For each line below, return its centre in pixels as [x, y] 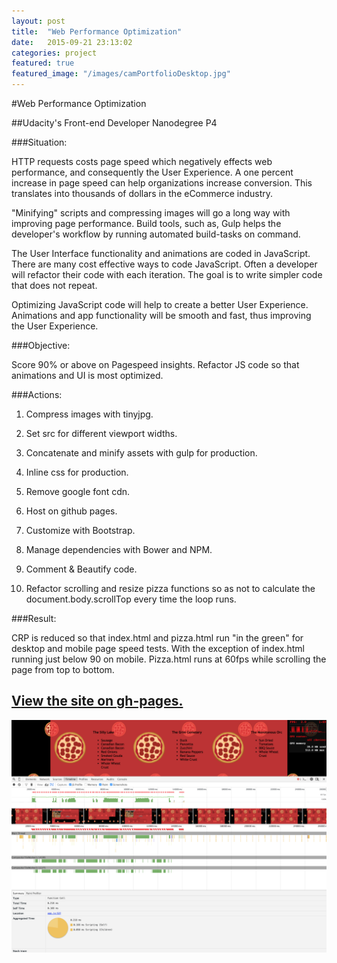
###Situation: [39, 142]
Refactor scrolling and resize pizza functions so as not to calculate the [170, 588]
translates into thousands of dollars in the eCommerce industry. [142, 193]
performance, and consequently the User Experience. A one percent [152, 172]
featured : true [43, 63]
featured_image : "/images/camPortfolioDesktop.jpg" [121, 74]
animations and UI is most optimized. [87, 375]
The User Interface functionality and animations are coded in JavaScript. [161, 253]
